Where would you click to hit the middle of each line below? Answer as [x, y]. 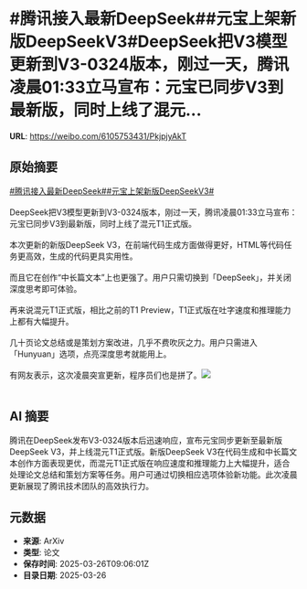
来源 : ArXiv [43, 541]
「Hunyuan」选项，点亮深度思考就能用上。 [90, 354]
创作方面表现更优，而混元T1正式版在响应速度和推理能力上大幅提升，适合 [153, 463]
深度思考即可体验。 [46, 288]
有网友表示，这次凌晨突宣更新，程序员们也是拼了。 [106, 375]
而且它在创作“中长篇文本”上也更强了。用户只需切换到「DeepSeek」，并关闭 [151, 277]
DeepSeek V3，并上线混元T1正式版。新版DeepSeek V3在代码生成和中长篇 [149, 451]
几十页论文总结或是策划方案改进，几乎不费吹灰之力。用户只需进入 [133, 342]
